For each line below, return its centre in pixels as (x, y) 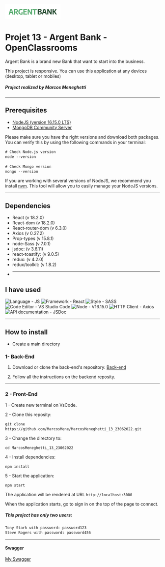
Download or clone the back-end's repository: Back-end (69, 367)
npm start (15, 485)
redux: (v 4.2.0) (28, 260)
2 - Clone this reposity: (28, 415)
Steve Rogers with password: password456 (48, 533)
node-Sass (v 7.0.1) (31, 244)
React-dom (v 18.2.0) (33, 223)
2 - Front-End (21, 394)
